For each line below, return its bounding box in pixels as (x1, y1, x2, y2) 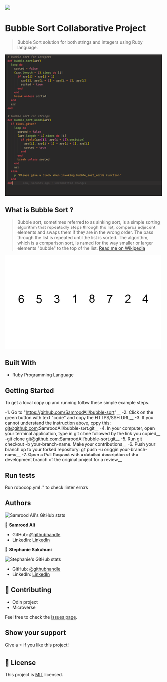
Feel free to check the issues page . (5, 614, 77, 620)
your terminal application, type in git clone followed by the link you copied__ (5, 431, 161, 437)
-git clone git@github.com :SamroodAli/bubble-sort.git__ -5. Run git (5, 436, 143, 442)
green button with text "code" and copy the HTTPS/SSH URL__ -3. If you (5, 415, 154, 421)
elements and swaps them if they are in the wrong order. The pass (17, 229, 154, 235)
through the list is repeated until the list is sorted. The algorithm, (17, 234, 149, 240)
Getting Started (5, 386, 54, 395)
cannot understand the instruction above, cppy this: (5, 420, 111, 426)
